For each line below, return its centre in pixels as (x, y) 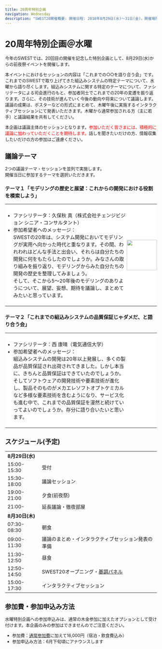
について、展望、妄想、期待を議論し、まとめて (71, 288)
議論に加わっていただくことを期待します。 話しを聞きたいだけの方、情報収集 (81, 133)
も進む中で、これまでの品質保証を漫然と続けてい (69, 402)
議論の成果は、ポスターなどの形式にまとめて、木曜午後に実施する (70, 105)
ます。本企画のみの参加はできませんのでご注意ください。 (70, 625)
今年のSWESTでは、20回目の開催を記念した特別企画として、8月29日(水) (77, 58)
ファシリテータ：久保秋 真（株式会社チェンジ (65, 216)
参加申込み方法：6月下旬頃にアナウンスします (58, 642)
